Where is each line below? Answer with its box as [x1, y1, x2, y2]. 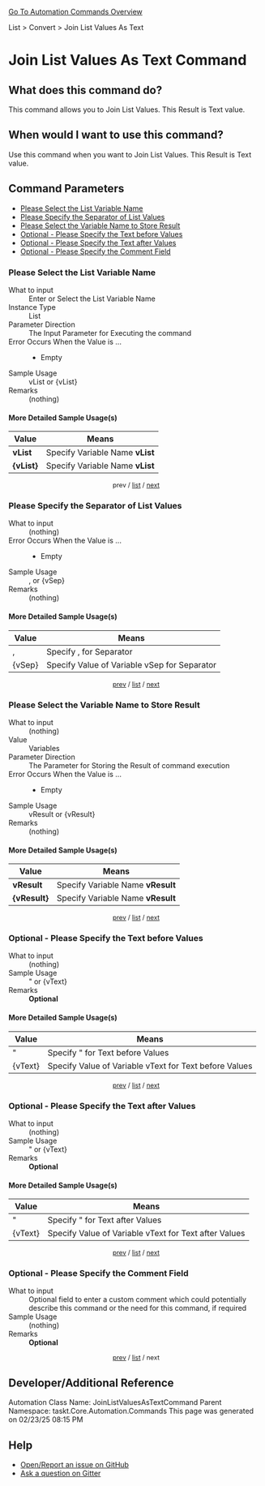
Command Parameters [8, 182, 125, 195]
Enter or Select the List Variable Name [28, 294, 156, 303]
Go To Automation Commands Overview [8, 7, 143, 16]
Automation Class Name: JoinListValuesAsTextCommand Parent [8, 1398, 222, 1407]
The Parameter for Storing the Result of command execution [28, 760, 230, 770]
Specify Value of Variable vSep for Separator [45, 659, 217, 670]
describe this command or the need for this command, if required [28, 1303, 247, 1313]
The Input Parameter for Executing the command [28, 328, 192, 337]
